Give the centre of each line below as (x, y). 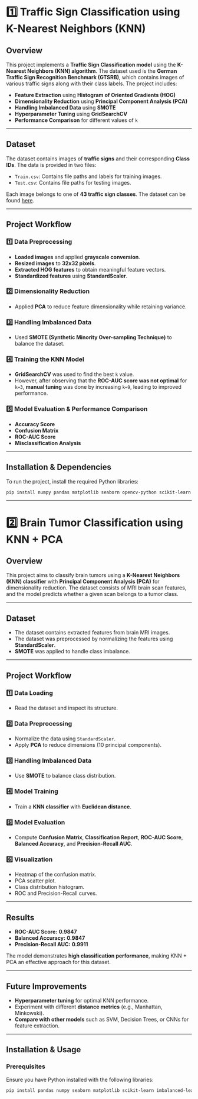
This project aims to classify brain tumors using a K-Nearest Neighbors (93, 575)
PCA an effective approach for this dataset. (58, 962)
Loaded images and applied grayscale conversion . (77, 257)
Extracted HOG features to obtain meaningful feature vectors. (90, 269)
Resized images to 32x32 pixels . (55, 263)
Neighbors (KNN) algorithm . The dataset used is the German (102, 71)
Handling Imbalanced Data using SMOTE (65, 107)
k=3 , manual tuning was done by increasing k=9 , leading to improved (98, 387)
